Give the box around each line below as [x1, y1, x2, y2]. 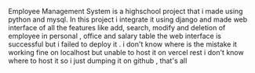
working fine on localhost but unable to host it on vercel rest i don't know [8, 48, 245, 57]
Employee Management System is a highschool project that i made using [8, 7, 243, 16]
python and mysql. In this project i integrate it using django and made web [8, 15, 248, 24]
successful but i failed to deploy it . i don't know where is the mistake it [8, 40, 238, 49]
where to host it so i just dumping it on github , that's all [8, 56, 188, 65]
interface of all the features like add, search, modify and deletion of [8, 23, 226, 32]
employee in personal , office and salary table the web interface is [8, 31, 222, 40]
